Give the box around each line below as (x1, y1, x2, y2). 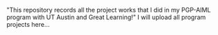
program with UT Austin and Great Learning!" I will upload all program (6, 13, 206, 21)
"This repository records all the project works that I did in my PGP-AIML (6, 6, 211, 14)
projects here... (6, 21, 50, 28)
